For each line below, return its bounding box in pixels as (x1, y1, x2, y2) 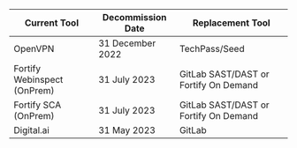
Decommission (102, 11, 167, 23)
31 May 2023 (98, 124, 156, 136)
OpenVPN (13, 43, 55, 55)
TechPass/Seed (179, 43, 245, 55)
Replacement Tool (192, 17, 271, 29)
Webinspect (13, 74, 64, 85)
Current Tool (24, 17, 80, 29)
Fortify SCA (13, 99, 62, 111)
